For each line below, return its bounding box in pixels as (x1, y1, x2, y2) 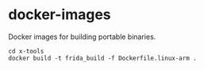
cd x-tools (8, 47, 44, 55)
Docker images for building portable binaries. (8, 32, 156, 41)
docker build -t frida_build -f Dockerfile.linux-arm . (8, 54, 197, 62)
